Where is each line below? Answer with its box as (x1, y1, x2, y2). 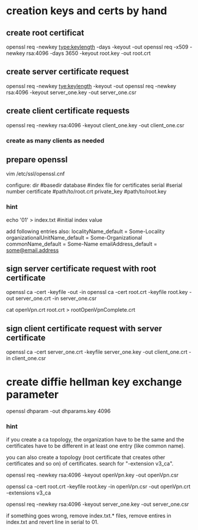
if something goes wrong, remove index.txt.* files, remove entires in (6, 512, 171, 519)
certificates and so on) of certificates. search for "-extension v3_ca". (6, 460, 174, 467)
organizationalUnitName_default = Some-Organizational (6, 234, 142, 241)
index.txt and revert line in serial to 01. (6, 518, 99, 525)
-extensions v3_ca (6, 489, 51, 496)
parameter (6, 388, 59, 402)
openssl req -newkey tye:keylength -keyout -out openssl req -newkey (6, 82, 176, 89)
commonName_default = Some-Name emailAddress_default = (6, 240, 158, 247)
